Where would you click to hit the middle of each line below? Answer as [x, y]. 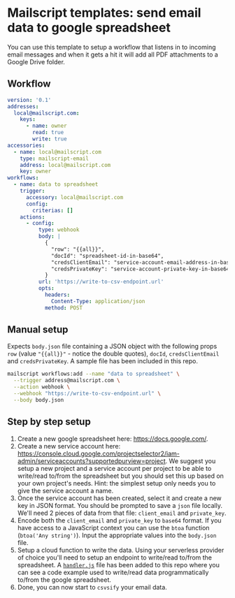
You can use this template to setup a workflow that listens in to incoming [112, 47]
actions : [33, 217]
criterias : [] [53, 210]
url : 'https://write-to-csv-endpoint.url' [101, 282]
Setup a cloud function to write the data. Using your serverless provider [121, 550]
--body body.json [39, 400]
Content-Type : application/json [98, 301]
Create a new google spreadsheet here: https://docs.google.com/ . [113, 439]
